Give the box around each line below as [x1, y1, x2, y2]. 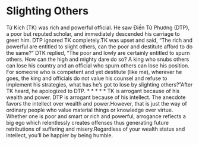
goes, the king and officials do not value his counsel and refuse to [6, 75, 168, 82]
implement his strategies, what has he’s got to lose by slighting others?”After [6, 81, 193, 88]
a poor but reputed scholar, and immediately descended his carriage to [6, 30, 180, 37]
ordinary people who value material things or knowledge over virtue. [6, 106, 173, 113]
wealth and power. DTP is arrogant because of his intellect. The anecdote [6, 94, 186, 101]
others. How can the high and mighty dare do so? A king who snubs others [6, 55, 189, 63]
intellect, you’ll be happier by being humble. [6, 131, 113, 138]
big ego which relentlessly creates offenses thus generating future [6, 119, 169, 126]
